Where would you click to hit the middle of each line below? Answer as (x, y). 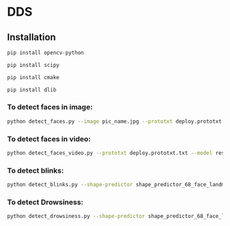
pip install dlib (32, 89)
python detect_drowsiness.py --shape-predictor (76, 216)
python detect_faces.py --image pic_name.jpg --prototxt (90, 121)
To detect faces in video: (49, 139)
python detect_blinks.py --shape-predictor (70, 185)
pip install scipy (33, 65)
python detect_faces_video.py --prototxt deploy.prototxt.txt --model (110, 153)
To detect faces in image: (50, 107)
